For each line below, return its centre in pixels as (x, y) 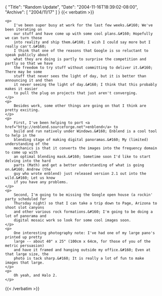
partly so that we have (29, 63)
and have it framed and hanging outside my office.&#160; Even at (82, 250)
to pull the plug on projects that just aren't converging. (76, 93)
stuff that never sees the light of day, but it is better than (80, 76)
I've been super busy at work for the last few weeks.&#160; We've (83, 25)
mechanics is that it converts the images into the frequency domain (86, 148)
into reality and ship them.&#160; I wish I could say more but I (82, 42)
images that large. (25, 263)
